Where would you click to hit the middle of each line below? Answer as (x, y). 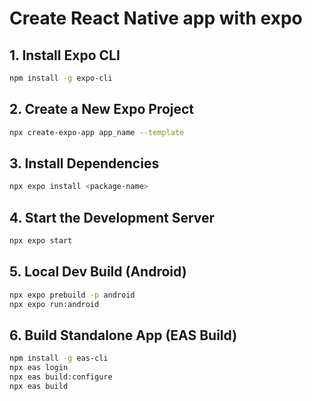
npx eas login (39, 368)
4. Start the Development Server (112, 217)
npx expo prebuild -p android (72, 295)
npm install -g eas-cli (59, 358)
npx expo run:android (54, 304)
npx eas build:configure (61, 377)
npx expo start (41, 241)
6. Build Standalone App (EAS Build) (123, 335)
